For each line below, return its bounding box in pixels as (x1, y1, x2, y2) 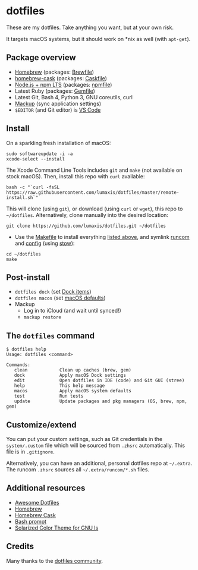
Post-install (6, 272, 51, 282)
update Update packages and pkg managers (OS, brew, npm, (14, 398, 187, 405)
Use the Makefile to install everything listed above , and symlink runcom (14, 233, 190, 240)
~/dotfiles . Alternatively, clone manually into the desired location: (6, 211, 168, 218)
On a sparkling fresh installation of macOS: (6, 139, 111, 146)
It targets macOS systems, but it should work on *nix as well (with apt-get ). (6, 35, 191, 42)
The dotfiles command (6, 330, 95, 341)
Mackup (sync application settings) (14, 100, 102, 107)
